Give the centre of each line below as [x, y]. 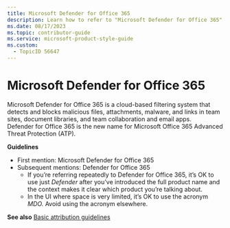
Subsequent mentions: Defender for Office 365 [84, 167]
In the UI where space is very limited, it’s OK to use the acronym [117, 197]
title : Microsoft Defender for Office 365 [69, 13]
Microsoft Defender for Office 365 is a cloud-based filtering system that [109, 104]
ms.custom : [23, 45]
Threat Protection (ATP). [42, 134]
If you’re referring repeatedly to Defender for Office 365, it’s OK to [120, 175]
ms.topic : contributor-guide [49, 33]
